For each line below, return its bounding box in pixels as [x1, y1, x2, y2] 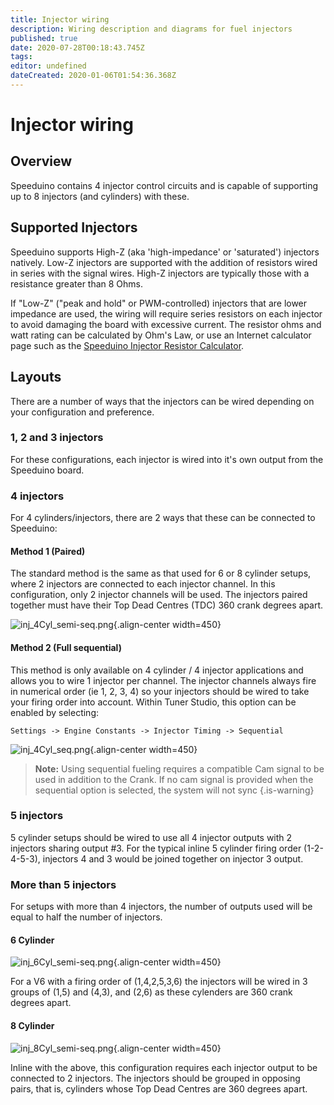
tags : [10, 52, 33, 62]
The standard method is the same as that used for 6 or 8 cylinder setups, [10, 567, 312, 580]
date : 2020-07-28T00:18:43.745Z [10, 42, 145, 53]
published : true [10, 33, 78, 43]
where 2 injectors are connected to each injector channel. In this [10, 578, 276, 590]
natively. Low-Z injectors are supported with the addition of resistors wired [10, 256, 318, 268]
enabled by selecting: [10, 706, 99, 718]
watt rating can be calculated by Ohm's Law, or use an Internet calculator [10, 329, 312, 341]
